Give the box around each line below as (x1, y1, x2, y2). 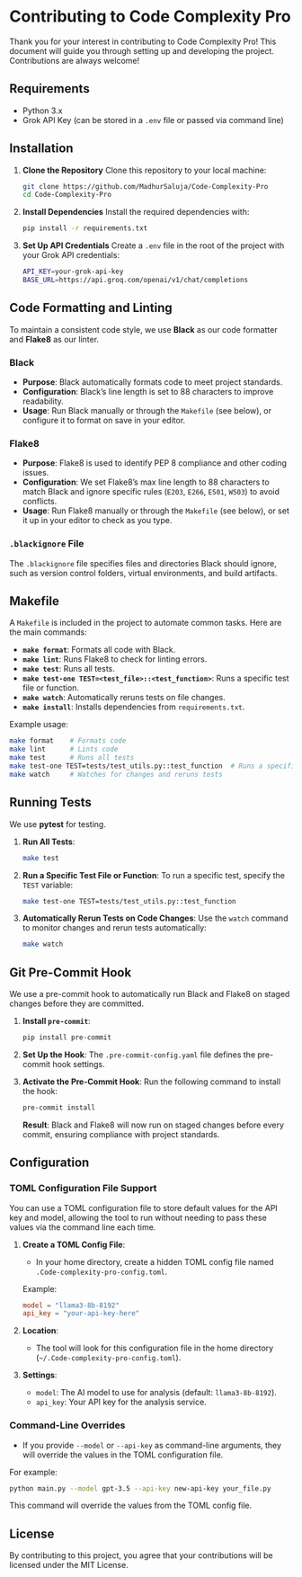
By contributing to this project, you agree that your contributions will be (9, 1550, 273, 1561)
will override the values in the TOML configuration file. (22, 1449, 224, 1460)
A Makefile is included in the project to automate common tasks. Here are (9, 618, 282, 628)
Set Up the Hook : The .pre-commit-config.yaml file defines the (22, 1049, 256, 1060)
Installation (9, 141, 74, 156)
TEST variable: (22, 879, 74, 890)
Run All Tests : (22, 836, 75, 847)
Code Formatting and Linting (9, 300, 173, 316)
